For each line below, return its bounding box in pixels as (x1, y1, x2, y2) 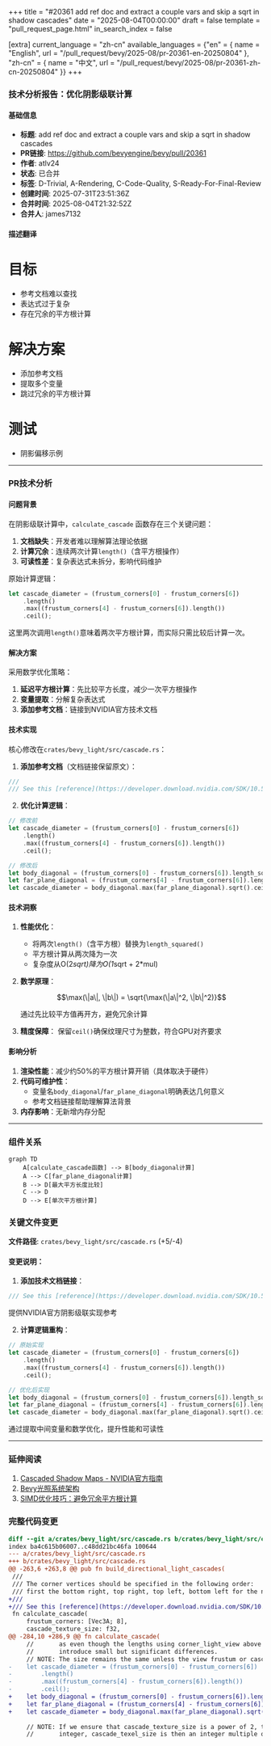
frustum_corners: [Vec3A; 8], (26, 1617, 128, 1626)
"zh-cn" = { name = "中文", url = (8, 58, 115, 67)
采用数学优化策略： (8, 667, 73, 677)
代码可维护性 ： (19, 1076, 70, 1086)
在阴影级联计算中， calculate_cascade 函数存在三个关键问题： (8, 519, 214, 529)
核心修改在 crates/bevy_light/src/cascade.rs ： (8, 744, 167, 754)
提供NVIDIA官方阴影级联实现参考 (8, 1308, 118, 1318)
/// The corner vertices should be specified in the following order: (11, 1579, 254, 1588)
